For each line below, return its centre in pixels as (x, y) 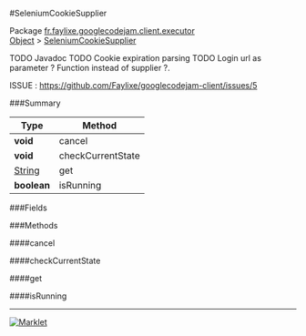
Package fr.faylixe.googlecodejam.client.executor (102, 31)
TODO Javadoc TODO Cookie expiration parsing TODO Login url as (136, 58)
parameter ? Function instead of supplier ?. (90, 68)
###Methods (34, 225)
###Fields (28, 208)
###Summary (35, 103)
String (27, 170)
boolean (32, 185)
